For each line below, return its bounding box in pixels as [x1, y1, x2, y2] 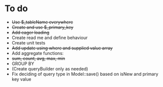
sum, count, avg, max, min [11, 55, 65, 61]
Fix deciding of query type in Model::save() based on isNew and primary [11, 71, 159, 77]
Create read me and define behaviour [11, 35, 88, 41]
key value [11, 76, 31, 82]
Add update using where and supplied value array [11, 45, 113, 51]
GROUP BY [11, 61, 34, 66]
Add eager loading [11, 29, 50, 35]
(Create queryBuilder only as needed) [11, 65, 88, 71]
